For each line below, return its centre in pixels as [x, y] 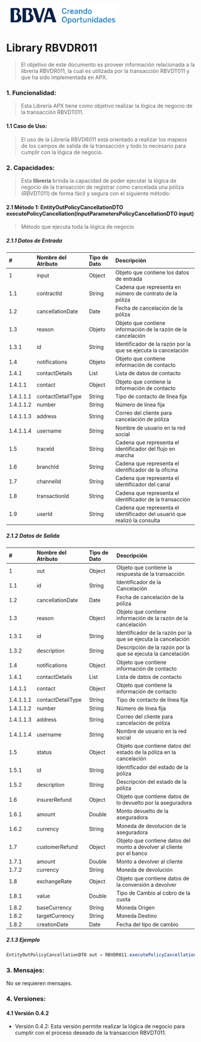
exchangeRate [54, 881]
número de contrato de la [146, 294]
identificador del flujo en [145, 449]
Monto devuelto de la [142, 811]
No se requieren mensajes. [39, 983]
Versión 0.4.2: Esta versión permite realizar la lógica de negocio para [100, 1026]
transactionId [53, 496]
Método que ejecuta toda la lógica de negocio [77, 227]
